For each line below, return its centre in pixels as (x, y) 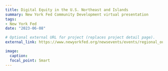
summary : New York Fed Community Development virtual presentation (77, 14)
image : (12, 51)
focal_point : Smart (30, 60)
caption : (19, 55)
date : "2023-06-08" (25, 28)
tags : (11, 19)
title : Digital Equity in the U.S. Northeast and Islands (67, 10)
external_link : (21, 42)
